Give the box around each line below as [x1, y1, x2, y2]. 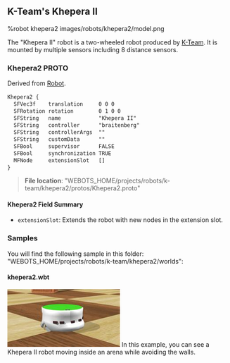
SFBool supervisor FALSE [13, 143, 115, 150]
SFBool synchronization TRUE [13, 150, 112, 157]
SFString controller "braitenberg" [13, 122, 140, 129]
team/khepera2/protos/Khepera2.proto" [24, 184, 141, 192]
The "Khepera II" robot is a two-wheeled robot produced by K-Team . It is [7, 38, 218, 47]
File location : [24, 176, 63, 185]
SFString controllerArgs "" [13, 129, 106, 136]
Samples [7, 233, 38, 243]
